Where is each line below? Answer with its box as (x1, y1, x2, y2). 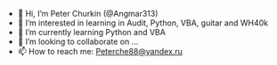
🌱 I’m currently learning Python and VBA (17, 27, 167, 37)
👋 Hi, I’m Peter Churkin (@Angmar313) (17, 9, 159, 18)
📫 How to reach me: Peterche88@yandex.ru (17, 47, 183, 56)
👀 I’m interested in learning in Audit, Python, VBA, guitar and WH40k (17, 18, 269, 28)
